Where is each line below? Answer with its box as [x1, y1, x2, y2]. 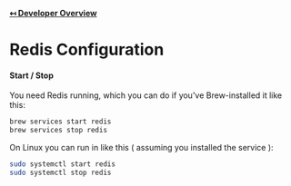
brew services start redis [9, 117, 112, 126]
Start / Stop [9, 70, 55, 81]
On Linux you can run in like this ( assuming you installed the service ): [9, 142, 275, 153]
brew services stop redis [9, 126, 107, 135]
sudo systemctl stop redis [9, 168, 112, 178]
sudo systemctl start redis [9, 160, 116, 169]
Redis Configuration [9, 40, 165, 60]
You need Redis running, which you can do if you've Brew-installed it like [9, 90, 283, 101]
